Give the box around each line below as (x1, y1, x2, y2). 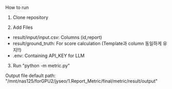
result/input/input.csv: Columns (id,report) (12, 34, 102, 40)
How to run (5, 5, 29, 10)
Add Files (12, 24, 33, 30)
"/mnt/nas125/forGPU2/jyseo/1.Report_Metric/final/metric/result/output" (5, 78, 158, 84)
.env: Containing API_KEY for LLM (12, 52, 85, 59)
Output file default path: (5, 73, 56, 79)
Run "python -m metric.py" (12, 63, 70, 68)
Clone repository (12, 14, 49, 20)
